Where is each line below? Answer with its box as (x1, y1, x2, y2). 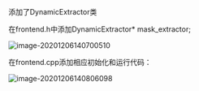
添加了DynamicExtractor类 (8, 7, 97, 16)
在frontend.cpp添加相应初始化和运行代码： (8, 58, 152, 67)
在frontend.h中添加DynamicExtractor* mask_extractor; (8, 24, 191, 34)
